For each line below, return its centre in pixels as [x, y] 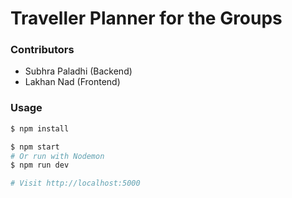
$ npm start [35, 147]
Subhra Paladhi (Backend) [78, 71]
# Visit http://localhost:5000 [75, 183]
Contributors [42, 50]
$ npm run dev [40, 165]
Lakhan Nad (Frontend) [72, 82]
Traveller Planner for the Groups [146, 18]
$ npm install [40, 128]
